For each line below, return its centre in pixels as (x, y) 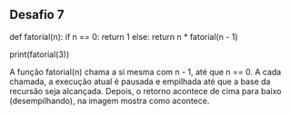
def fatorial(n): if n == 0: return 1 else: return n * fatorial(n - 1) (124, 36)
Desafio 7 (37, 15)
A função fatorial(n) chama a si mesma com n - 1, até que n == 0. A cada (145, 72)
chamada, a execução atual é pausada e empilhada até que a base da (140, 81)
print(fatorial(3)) (40, 54)
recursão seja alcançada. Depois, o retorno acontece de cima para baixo (145, 91)
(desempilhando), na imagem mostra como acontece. (110, 101)
